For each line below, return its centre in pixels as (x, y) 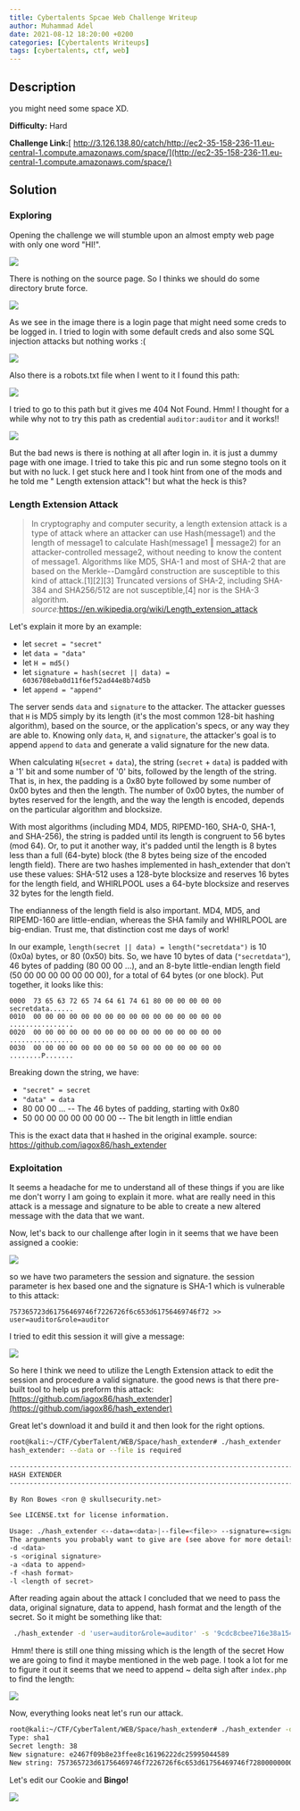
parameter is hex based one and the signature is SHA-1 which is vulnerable (147, 1286)
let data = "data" (54, 653)
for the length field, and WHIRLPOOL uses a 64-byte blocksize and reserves (150, 883)
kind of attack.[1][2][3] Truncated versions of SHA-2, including (146, 580)
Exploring (30, 215)
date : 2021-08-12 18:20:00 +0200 (71, 34)
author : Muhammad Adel (51, 26)
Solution (33, 190)
